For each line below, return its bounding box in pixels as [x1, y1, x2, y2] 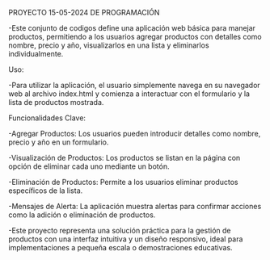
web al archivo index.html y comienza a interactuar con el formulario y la [8, 89, 251, 99]
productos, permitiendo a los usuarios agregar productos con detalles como [8, 32, 262, 41]
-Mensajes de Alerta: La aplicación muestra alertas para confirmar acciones [8, 202, 262, 211]
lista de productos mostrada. [8, 98, 104, 107]
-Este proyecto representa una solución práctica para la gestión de [8, 226, 231, 235]
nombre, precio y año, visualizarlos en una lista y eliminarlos [8, 40, 209, 50]
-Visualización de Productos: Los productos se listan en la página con [8, 153, 241, 162]
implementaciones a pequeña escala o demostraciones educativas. [8, 243, 233, 252]
